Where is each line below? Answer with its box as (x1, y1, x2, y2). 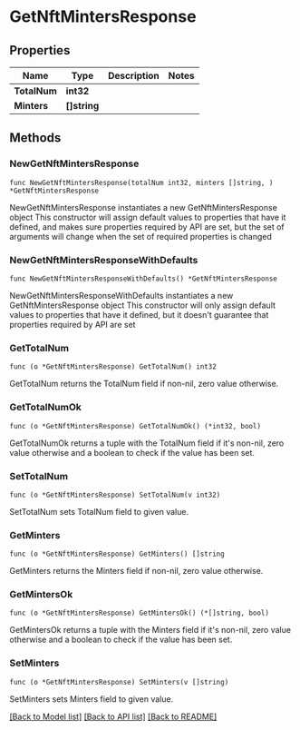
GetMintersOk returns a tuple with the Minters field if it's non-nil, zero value (9, 625, 292, 636)
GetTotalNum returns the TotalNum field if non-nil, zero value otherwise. (9, 379, 279, 390)
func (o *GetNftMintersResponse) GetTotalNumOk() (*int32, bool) (9, 421, 261, 430)
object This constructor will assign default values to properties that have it (9, 212, 286, 222)
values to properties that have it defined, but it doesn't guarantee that (9, 309, 269, 320)
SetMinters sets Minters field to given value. (9, 693, 174, 705)
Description (107, 70, 160, 82)
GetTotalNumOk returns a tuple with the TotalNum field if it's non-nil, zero (9, 438, 285, 449)
